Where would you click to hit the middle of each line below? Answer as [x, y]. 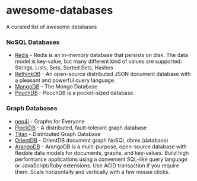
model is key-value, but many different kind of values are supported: [98, 61]
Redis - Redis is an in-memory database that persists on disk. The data [101, 55]
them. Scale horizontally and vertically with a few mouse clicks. [92, 172]
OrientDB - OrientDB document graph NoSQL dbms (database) [91, 140]
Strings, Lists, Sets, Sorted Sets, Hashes [64, 68]
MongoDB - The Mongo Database [56, 87]
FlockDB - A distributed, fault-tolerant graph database [81, 128]
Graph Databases [32, 109]
